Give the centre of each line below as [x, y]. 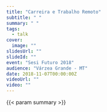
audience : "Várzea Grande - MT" [47, 68]
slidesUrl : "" [24, 51]
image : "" [24, 46]
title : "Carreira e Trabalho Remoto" [54, 12]
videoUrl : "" [23, 79]
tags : [13, 29]
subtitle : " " [24, 18]
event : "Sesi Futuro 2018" [40, 62]
